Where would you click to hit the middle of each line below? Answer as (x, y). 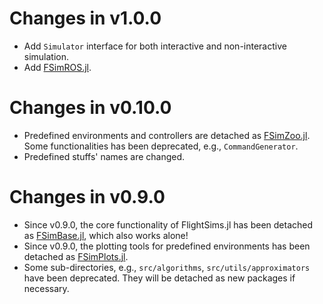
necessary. (46, 288)
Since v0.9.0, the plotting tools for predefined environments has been (167, 246)
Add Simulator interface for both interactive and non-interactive (155, 46)
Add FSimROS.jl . (57, 67)
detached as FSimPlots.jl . (76, 256)
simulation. (46, 56)
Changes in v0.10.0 (90, 108)
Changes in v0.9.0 (87, 197)
